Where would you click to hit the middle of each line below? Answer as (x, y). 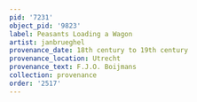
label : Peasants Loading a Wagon (71, 34)
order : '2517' (35, 83)
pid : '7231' (31, 17)
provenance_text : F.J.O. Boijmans (73, 67)
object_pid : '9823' (45, 26)
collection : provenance (53, 75)
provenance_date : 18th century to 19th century (99, 51)
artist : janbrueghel (47, 42)
